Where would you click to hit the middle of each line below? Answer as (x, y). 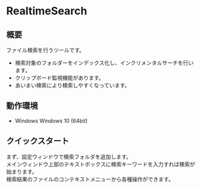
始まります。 (22, 171)
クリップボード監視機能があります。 (59, 78)
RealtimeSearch (47, 11)
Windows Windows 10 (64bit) (51, 120)
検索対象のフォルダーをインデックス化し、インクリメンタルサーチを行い (104, 63)
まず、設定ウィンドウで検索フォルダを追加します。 (69, 156)
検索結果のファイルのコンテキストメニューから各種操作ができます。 (90, 179)
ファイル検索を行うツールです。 (46, 50)
